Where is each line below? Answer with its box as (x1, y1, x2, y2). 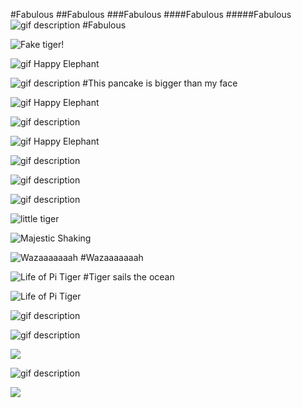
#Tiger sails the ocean (83, 271, 175, 283)
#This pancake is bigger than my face (82, 77, 238, 89)
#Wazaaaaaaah (79, 252, 144, 263)
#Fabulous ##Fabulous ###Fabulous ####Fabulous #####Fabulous (10, 9, 292, 20)
